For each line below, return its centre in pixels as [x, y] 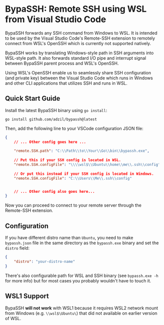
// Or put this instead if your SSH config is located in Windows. [84, 174]
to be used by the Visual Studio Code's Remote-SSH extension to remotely [80, 38]
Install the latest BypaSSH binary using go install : [56, 110]
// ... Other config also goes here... [54, 191]
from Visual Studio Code [56, 19]
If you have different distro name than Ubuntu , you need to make [69, 238]
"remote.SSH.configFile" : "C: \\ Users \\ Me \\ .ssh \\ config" [73, 178]
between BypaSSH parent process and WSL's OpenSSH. [62, 63]
